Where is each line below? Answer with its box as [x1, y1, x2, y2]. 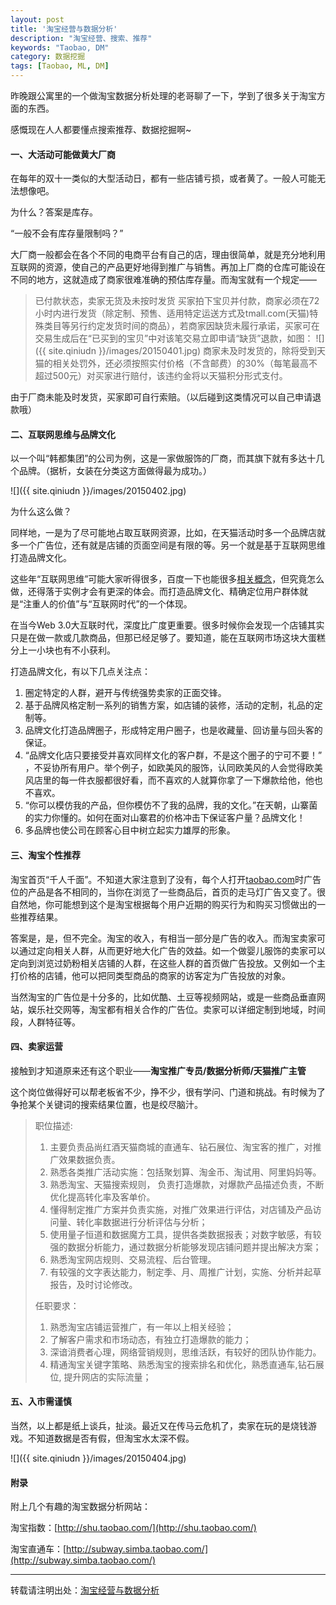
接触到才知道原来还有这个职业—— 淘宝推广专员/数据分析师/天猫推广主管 [10, 1064, 307, 1076]
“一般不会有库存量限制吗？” [10, 227, 124, 240]
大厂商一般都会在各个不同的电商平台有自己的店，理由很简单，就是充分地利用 [10, 249, 326, 261]
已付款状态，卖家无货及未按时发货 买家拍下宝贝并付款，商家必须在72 [34, 295, 320, 307]
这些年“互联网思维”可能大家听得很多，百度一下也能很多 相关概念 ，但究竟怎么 [10, 573, 325, 585]
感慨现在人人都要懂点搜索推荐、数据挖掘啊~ [10, 124, 192, 135]
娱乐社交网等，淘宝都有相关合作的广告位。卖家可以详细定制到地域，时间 [27, 1003, 326, 1015]
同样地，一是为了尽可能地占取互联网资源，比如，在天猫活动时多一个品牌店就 [10, 527, 326, 539]
